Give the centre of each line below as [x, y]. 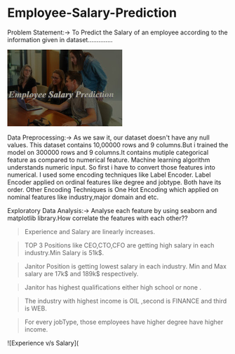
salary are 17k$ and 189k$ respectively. [81, 273]
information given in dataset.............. [60, 39]
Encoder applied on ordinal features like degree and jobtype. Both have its [114, 182]
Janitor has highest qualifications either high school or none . [113, 287]
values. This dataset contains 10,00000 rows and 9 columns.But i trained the [118, 144]
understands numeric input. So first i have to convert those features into [111, 167]
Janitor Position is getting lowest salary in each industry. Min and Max [125, 266]
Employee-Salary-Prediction [92, 13]
